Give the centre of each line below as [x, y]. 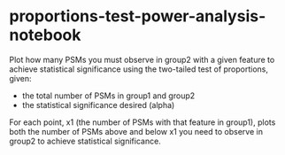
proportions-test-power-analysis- [138, 16]
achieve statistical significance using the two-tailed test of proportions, [139, 69]
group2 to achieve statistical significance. [85, 141]
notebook [45, 35]
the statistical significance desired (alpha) [98, 105]
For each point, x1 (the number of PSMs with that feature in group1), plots [142, 122]
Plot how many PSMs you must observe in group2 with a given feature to [142, 59]
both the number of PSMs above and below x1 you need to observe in [136, 131]
